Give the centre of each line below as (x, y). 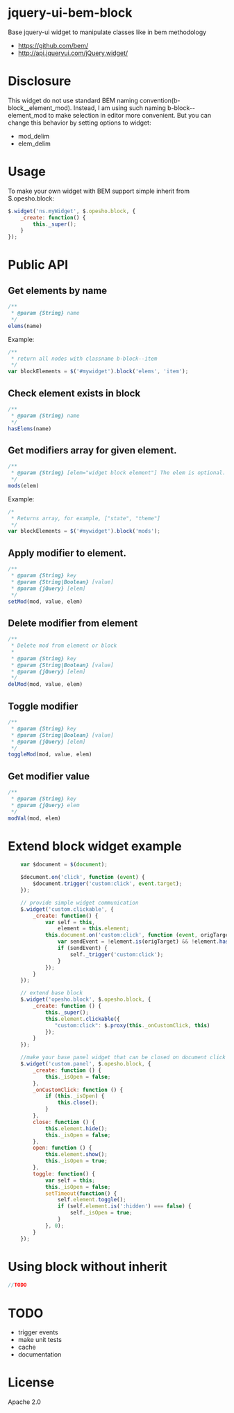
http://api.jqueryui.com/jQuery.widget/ (73, 53)
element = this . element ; (93, 929)
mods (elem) (24, 485)
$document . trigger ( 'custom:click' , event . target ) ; (108, 884)
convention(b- (160, 100)
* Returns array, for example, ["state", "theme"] (85, 518)
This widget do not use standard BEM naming (73, 100)
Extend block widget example (95, 846)
